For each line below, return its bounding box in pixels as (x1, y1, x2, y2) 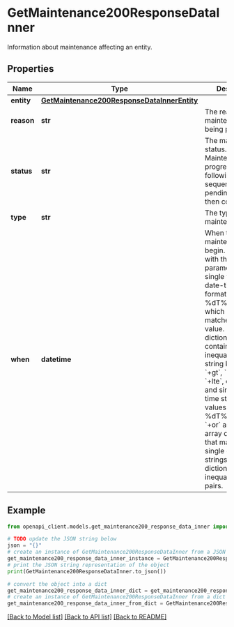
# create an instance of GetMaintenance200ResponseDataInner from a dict (7, 594, 226, 600)
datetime (40, 354, 72, 364)
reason (10, 115, 35, 125)
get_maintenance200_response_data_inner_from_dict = (7, 600, 164, 607)
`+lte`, (204, 376, 224, 386)
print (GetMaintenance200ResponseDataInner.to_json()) (7, 568, 167, 575)
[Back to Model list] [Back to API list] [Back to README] (7, 612, 167, 621)
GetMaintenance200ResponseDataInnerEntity (40, 96, 198, 105)
